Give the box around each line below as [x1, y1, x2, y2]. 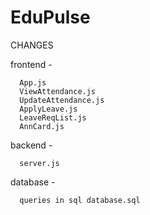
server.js [19, 158, 60, 168]
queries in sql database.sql [19, 195, 141, 205]
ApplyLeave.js [19, 104, 78, 114]
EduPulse [10, 6, 91, 29]
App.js [19, 77, 47, 88]
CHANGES [10, 39, 54, 51]
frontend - [10, 58, 53, 70]
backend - [10, 139, 53, 151]
